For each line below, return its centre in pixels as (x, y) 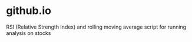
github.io (29, 11)
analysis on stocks (29, 33)
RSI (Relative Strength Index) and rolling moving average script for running (96, 27)
